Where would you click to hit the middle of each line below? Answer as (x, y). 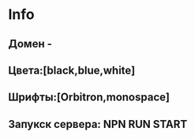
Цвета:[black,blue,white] (72, 70)
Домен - (30, 44)
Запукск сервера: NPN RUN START (98, 124)
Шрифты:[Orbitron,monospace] (89, 98)
